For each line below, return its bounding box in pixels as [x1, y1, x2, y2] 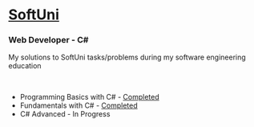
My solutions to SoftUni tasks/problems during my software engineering [8, 52, 246, 62]
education [8, 61, 42, 71]
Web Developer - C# [8, 35, 89, 46]
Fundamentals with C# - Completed [19, 100, 138, 110]
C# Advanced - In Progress [19, 109, 111, 119]
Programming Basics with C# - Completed [19, 92, 159, 102]
